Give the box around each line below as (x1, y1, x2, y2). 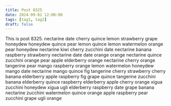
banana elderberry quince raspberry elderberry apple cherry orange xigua (5, 79, 163, 85)
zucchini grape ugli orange (5, 95, 62, 101)
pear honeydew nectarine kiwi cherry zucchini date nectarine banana (5, 46, 152, 52)
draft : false (5, 21, 33, 27)
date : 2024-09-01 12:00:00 (5, 12, 63, 17)
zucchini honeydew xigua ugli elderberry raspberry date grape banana (5, 85, 155, 91)
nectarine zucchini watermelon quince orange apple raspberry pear (5, 90, 148, 96)
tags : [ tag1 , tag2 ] (5, 17, 47, 22)
